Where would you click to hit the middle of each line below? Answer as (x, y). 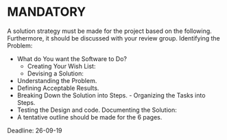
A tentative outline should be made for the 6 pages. (89, 117)
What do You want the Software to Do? (72, 58)
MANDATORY (47, 12)
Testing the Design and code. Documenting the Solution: (97, 110)
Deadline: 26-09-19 (35, 130)
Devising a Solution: (55, 73)
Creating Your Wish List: (61, 66)
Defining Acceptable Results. (58, 88)
